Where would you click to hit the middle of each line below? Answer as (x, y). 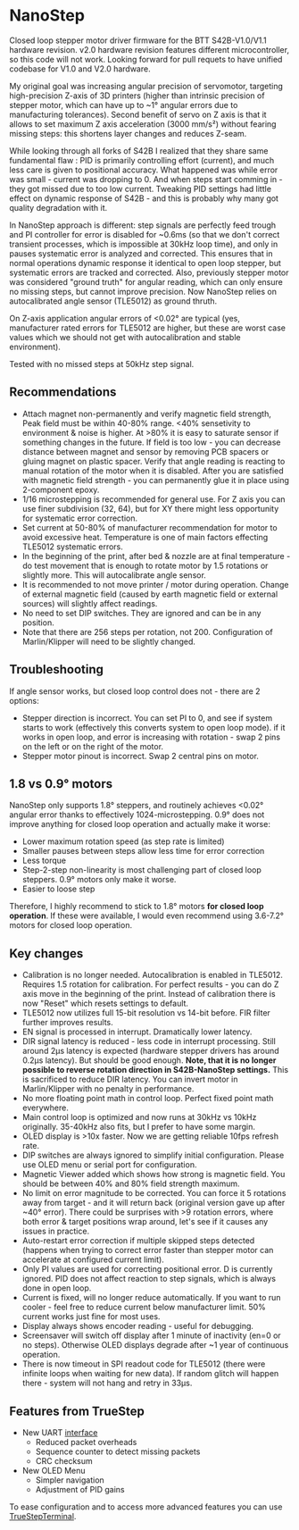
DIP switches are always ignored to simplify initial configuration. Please (153, 1155)
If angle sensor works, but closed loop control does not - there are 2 (135, 691)
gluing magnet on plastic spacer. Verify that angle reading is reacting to (154, 461)
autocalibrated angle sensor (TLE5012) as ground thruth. (113, 301)
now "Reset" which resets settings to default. (105, 1003)
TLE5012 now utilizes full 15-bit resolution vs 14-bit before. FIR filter (146, 1013)
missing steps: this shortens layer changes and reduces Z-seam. (128, 133)
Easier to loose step (58, 889)
